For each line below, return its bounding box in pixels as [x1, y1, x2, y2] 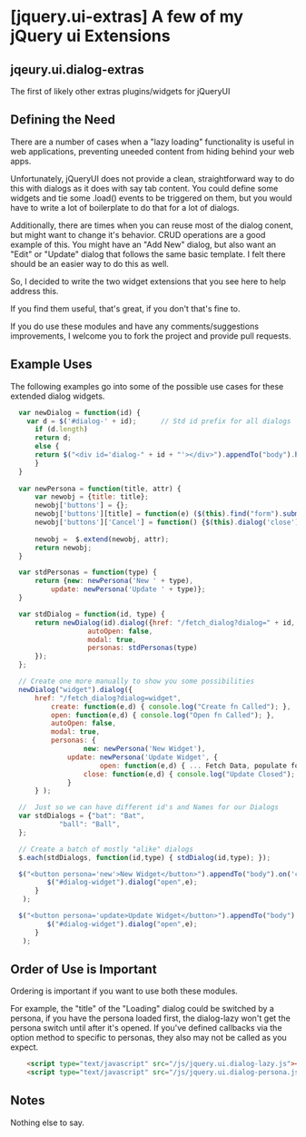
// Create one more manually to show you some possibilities [18, 677, 255, 686]
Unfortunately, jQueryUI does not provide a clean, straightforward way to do [10, 173, 295, 183]
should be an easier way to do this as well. [10, 258, 169, 269]
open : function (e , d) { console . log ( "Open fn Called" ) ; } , [50, 710, 275, 719]
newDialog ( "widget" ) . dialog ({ [18, 685, 133, 694]
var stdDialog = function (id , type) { [18, 609, 166, 618]
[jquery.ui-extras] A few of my [10, 6, 244, 27]
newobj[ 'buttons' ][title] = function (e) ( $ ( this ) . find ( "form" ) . [34, 509, 283, 519]
